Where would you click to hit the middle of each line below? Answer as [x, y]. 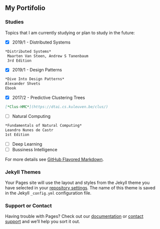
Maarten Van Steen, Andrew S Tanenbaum [48, 56]
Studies [14, 22]
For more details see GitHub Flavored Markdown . [55, 159]
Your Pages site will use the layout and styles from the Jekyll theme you [78, 183]
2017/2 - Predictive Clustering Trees [48, 98]
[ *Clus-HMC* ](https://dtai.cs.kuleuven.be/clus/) [57, 107]
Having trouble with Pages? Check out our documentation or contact [74, 216]
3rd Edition [19, 61]
